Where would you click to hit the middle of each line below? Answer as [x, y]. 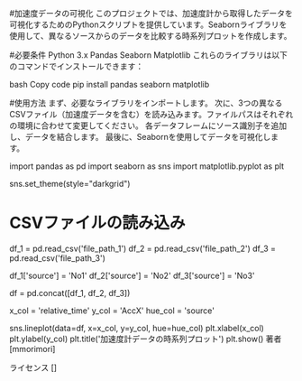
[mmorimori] [32, 348]
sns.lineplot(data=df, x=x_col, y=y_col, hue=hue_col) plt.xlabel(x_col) [137, 328]
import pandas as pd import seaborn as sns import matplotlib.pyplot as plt [147, 166]
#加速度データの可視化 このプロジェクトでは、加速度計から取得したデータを [151, 13]
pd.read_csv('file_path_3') [58, 258]
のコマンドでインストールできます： [77, 66]
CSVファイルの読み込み [97, 223]
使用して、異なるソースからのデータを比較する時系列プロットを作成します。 [151, 36]
